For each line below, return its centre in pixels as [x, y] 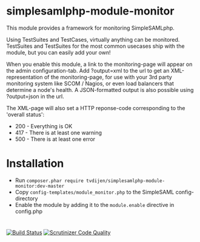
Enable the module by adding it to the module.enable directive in [95, 204]
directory [26, 198]
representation [25, 77]
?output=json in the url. [35, 96]
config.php [29, 211]
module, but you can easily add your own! [58, 52]
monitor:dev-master [40, 186]
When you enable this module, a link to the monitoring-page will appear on [99, 64]
